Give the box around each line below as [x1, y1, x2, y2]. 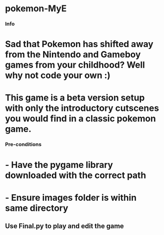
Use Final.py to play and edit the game [5, 222, 124, 231]
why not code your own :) [5, 70, 111, 81]
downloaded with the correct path [5, 170, 146, 181]
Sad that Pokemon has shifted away [5, 39, 154, 50]
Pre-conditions [5, 141, 42, 148]
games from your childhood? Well [5, 59, 145, 71]
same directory [5, 202, 69, 213]
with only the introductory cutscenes [5, 103, 159, 114]
